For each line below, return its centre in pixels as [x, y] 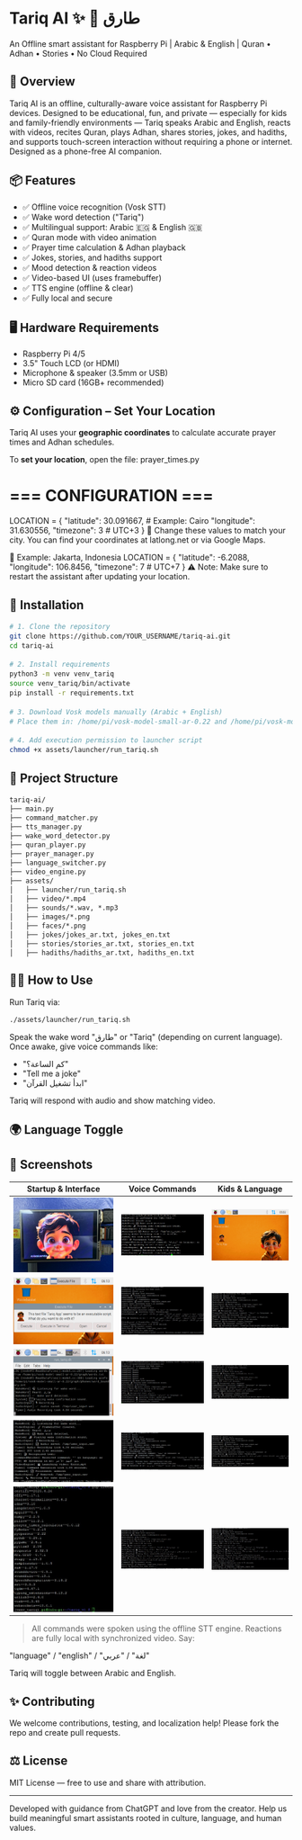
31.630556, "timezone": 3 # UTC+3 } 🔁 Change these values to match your [147, 531]
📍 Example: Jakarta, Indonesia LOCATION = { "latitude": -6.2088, [129, 558]
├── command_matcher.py [54, 818]
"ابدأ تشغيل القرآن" [55, 1082]
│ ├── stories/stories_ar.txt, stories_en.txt [102, 944]
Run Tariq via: [35, 1001]
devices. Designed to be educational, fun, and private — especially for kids [148, 112]
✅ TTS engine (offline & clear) [78, 288]
